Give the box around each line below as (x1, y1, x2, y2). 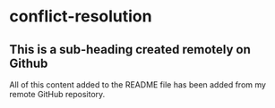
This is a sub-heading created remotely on (9, 42, 251, 57)
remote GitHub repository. (9, 89, 106, 99)
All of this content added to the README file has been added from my (9, 79, 267, 90)
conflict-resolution (9, 6, 152, 27)
